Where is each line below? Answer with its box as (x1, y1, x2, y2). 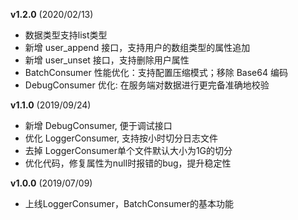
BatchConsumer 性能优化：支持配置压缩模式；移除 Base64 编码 (24, 67, 288, 78)
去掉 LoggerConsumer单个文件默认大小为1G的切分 (24, 145, 233, 156)
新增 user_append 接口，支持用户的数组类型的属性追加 (24, 42, 251, 53)
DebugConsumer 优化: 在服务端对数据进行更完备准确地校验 (24, 79, 270, 91)
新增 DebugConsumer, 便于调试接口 (24, 120, 173, 131)
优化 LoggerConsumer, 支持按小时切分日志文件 (24, 132, 219, 144)
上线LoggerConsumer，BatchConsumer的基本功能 (24, 198, 234, 209)
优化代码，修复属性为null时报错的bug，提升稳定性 (24, 157, 232, 169)
